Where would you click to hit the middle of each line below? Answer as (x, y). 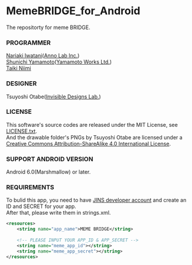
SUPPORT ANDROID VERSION (50, 159)
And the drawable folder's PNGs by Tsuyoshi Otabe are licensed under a (95, 137)
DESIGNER (22, 84)
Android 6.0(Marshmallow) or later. (48, 172)
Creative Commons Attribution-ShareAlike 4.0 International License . (89, 143)
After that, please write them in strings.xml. (58, 213)
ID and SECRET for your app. (41, 206)
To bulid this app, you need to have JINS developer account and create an (96, 200)
